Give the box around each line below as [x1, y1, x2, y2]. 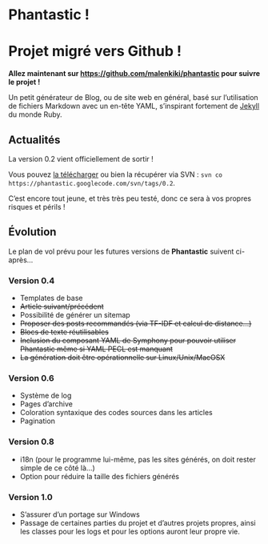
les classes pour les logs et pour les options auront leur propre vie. [19, 526, 240, 536]
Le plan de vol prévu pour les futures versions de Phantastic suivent [8, 246, 234, 256]
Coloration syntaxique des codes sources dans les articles [19, 408, 214, 418]
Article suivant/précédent [19, 302, 104, 311]
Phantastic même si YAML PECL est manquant [19, 344, 174, 354]
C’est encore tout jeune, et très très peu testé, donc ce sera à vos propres [8, 194, 252, 203]
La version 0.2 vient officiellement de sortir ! [8, 154, 154, 163]
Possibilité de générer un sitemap [19, 310, 130, 320]
